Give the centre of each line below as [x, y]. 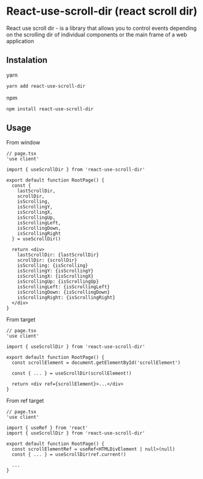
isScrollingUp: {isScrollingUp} [58, 282]
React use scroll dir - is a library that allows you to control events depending [101, 28]
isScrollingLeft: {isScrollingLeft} [64, 287]
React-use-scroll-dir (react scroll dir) [102, 11]
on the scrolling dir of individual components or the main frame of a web [97, 34]
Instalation [27, 60]
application [20, 41]
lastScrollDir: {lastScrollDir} [58, 255]
